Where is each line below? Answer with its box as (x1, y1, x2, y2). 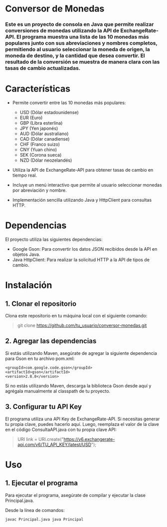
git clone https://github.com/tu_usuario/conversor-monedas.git (17, 322, 147, 328)
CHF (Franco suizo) (19, 141, 60, 148)
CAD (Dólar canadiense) (19, 136, 70, 142)
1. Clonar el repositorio (5, 299, 77, 308)
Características (5, 83, 71, 95)
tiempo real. (12, 172, 37, 178)
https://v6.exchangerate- (63, 436, 115, 442)
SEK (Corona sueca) (19, 152, 62, 158)
